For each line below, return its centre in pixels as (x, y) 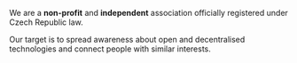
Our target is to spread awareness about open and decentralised (127, 39)
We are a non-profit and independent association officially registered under (148, 13)
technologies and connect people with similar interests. (110, 49)
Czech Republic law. (46, 22)
